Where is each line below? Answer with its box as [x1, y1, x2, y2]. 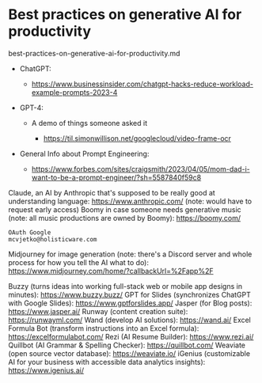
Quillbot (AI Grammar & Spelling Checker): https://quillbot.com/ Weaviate [8, 340, 245, 350]
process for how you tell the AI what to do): [8, 257, 149, 267]
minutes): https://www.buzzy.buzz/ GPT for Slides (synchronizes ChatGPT [8, 290, 252, 299]
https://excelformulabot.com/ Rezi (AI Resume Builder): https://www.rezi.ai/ [8, 332, 254, 341]
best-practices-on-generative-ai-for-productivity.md [8, 48, 180, 58]
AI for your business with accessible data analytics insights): [8, 357, 206, 366]
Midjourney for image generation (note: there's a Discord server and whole [8, 249, 253, 259]
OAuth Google [8, 228, 51, 237]
